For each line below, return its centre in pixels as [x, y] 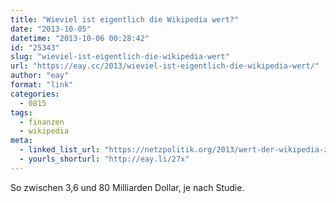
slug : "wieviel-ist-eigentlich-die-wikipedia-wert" [120, 57]
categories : [35, 94]
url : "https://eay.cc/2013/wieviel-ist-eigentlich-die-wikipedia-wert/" [165, 66]
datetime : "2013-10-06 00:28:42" [80, 38]
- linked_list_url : [60, 150]
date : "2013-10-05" [51, 29]
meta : [21, 141]
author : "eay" [40, 76]
